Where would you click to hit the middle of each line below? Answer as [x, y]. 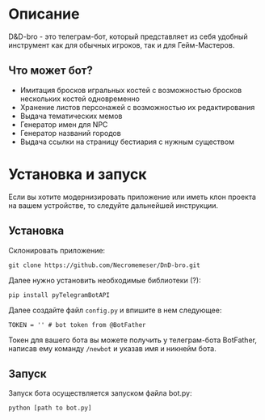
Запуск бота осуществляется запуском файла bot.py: [100, 393]
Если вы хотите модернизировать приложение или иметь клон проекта [132, 197]
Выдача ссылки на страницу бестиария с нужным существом [127, 142]
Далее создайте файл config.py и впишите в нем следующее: [115, 310]
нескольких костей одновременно [80, 99]
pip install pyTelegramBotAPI [59, 295]
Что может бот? [50, 71]
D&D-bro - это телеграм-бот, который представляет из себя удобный [128, 36]
